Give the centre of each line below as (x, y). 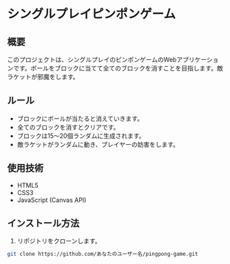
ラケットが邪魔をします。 (43, 77)
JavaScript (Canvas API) (52, 200)
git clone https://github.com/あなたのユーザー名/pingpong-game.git (103, 254)
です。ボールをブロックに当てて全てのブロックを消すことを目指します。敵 (118, 68)
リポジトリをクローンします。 (59, 241)
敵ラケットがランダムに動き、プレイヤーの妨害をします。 (98, 144)
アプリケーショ (198, 60)
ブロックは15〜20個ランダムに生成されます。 (81, 136)
